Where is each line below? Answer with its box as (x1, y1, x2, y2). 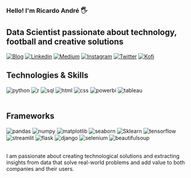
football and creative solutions (6, 37, 124, 47)
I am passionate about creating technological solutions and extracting (6, 153, 180, 160)
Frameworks (6, 110, 55, 121)
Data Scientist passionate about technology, (6, 27, 177, 37)
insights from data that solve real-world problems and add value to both (6, 159, 186, 166)
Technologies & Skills (6, 70, 89, 81)
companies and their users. (6, 165, 74, 173)
